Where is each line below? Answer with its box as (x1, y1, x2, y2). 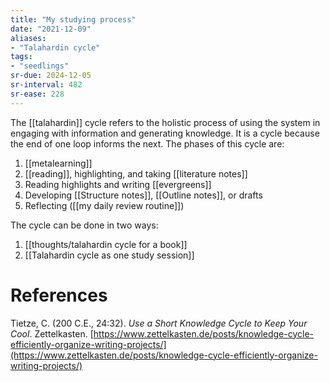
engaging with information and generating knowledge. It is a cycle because (10, 127, 320, 139)
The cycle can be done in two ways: (10, 219, 159, 231)
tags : (10, 52, 33, 62)
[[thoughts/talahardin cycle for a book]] (24, 238, 188, 250)
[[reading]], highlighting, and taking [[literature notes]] (24, 167, 248, 180)
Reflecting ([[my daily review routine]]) (24, 199, 185, 211)
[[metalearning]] (24, 157, 93, 169)
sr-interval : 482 (10, 80, 83, 90)
